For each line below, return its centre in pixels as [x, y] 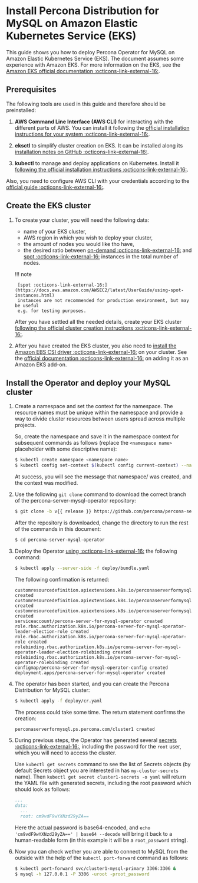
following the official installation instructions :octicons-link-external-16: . [101, 169]
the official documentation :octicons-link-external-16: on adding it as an [101, 358]
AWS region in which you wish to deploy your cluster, [88, 238]
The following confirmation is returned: [62, 579]
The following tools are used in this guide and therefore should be [86, 104]
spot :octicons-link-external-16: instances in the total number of [101, 256]
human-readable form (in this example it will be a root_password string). [101, 840]
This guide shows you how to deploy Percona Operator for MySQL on [90, 52]
